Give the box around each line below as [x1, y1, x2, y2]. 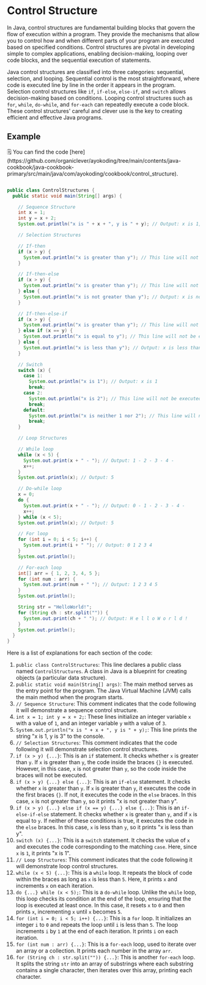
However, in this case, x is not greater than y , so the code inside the [15, 765, 186, 773]
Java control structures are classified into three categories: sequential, [7, 68, 185, 75]
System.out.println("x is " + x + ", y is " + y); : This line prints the [15, 726, 197, 734]
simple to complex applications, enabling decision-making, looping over [7, 50, 188, 57]
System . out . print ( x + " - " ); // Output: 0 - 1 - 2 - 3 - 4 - [23, 502, 185, 508]
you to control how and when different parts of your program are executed [7, 37, 194, 44]
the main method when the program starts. [15, 694, 124, 701]
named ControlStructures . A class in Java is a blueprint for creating [15, 667, 187, 675]
